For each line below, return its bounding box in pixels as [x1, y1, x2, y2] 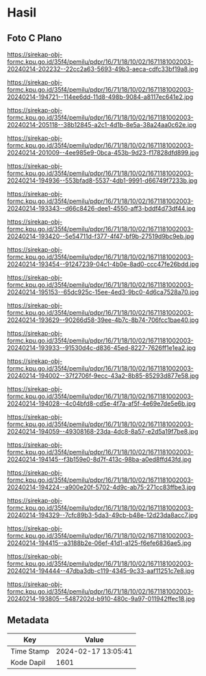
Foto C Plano [7, 32, 62, 44]
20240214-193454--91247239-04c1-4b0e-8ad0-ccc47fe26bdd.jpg [7, 260, 199, 268]
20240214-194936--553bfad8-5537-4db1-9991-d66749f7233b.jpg [7, 176, 198, 185]
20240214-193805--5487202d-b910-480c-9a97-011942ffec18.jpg [7, 595, 195, 603]
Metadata [7, 614, 49, 626]
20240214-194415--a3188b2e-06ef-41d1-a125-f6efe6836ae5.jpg [7, 539, 192, 547]
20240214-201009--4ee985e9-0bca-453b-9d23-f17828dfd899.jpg [7, 149, 199, 156]
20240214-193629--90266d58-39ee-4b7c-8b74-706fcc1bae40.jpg [7, 316, 199, 324]
